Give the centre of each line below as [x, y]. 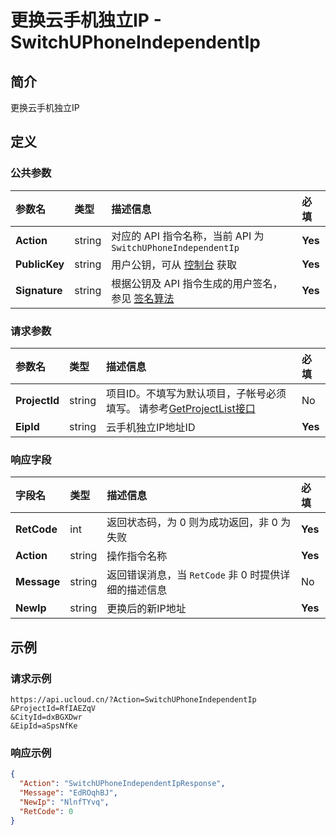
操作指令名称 [137, 556]
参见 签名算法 [143, 298]
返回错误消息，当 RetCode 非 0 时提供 [193, 575]
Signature [39, 290]
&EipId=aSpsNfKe [44, 726]
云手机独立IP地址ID [151, 427]
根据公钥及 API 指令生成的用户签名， [197, 283]
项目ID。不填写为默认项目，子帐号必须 [196, 393]
